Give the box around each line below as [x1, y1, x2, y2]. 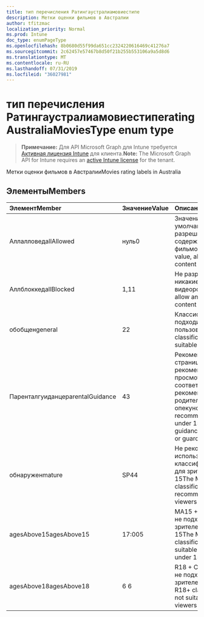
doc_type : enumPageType [6, 37, 67, 43]
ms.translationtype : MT [6, 54, 67, 60]
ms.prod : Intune [6, 32, 47, 38]
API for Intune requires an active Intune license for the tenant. [21, 157, 175, 164]
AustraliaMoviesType [6, 123, 117, 137]
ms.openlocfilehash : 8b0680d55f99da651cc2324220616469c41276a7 [6, 43, 170, 49]
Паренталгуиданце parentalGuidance [9, 392, 117, 401]
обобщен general [9, 325, 58, 334]
